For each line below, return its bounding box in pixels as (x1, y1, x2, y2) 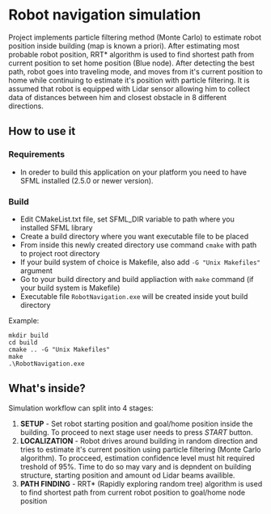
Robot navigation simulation (8, 6, 201, 24)
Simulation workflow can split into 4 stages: (8, 402, 154, 413)
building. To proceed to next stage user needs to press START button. (19, 427, 253, 437)
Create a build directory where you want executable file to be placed (19, 231, 249, 241)
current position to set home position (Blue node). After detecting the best (8, 58, 255, 68)
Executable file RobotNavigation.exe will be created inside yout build (19, 291, 248, 301)
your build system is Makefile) (19, 283, 121, 293)
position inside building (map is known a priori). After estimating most (8, 40, 240, 50)
